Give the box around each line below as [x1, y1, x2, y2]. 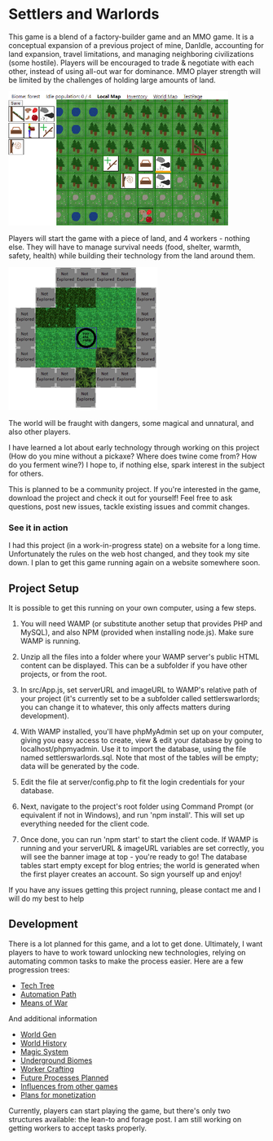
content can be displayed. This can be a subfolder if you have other [20, 660, 248, 670]
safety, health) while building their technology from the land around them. [8, 250, 256, 261]
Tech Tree [20, 981, 55, 990]
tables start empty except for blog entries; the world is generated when [20, 861, 260, 871]
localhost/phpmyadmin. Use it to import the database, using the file [20, 744, 247, 754]
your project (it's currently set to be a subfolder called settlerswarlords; [20, 694, 261, 704]
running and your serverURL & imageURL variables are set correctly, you [20, 844, 265, 854]
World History [20, 1038, 68, 1047]
